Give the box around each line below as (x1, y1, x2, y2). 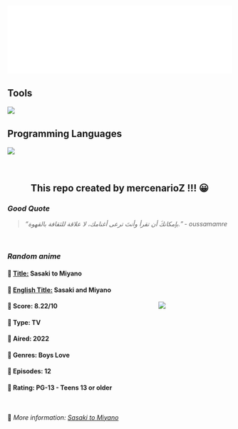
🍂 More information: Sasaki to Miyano (7, 413, 119, 422)
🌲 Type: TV (7, 318, 41, 326)
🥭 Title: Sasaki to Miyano (7, 269, 82, 278)
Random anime (7, 251, 61, 261)
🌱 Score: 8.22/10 (7, 302, 58, 311)
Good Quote (7, 203, 50, 213)
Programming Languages (7, 128, 123, 140)
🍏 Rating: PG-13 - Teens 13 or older (7, 383, 113, 392)
